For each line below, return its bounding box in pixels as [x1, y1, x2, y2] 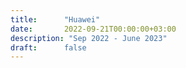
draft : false [10, 42, 87, 53]
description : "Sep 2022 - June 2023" [10, 33, 168, 43]
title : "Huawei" [10, 14, 101, 25]
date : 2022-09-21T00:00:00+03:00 [10, 24, 177, 34]
